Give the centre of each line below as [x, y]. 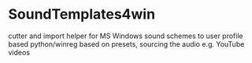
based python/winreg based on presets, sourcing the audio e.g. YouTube [126, 44]
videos [19, 52]
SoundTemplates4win [82, 14]
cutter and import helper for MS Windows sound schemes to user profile [126, 36]
